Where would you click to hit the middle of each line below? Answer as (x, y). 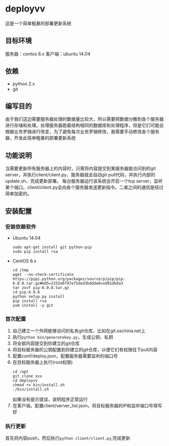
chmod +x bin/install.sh (38, 385)
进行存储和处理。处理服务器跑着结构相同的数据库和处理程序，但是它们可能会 (84, 125)
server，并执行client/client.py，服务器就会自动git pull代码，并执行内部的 (80, 175)
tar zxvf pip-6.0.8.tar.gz (41, 287)
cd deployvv (25, 381)
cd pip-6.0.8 (26, 292)
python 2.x (24, 84)
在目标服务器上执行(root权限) (43, 362)
